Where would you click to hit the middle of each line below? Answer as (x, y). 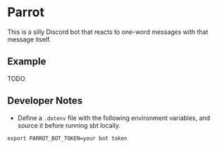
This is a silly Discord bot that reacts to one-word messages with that (108, 32)
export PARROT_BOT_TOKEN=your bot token (68, 138)
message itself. (29, 39)
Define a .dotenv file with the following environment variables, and (114, 118)
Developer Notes (45, 101)
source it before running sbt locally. (69, 125)
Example (27, 62)
